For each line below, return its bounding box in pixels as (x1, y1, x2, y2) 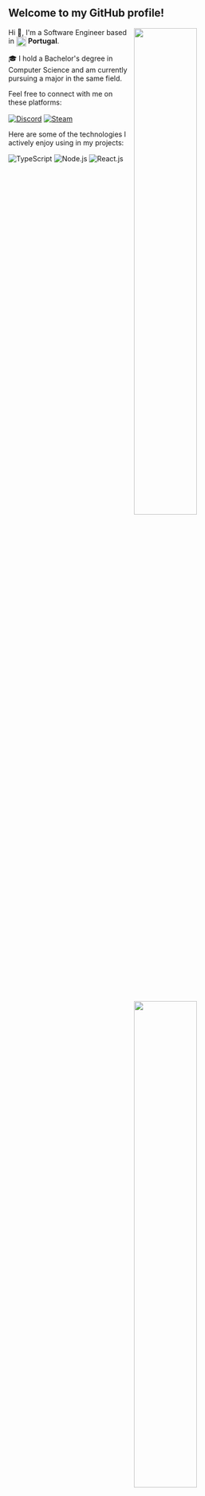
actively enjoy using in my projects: (8, 137, 124, 147)
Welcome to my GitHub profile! (8, 6, 165, 20)
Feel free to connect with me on (8, 89, 113, 98)
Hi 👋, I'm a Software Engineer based (8, 27, 128, 37)
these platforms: (8, 97, 62, 107)
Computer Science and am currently (8, 65, 128, 74)
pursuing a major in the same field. (8, 73, 122, 83)
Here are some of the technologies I (8, 129, 126, 139)
